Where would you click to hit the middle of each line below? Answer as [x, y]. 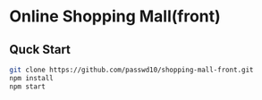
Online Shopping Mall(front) [115, 17]
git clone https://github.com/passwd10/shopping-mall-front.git [131, 70]
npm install [31, 78]
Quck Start [40, 50]
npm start [28, 87]
